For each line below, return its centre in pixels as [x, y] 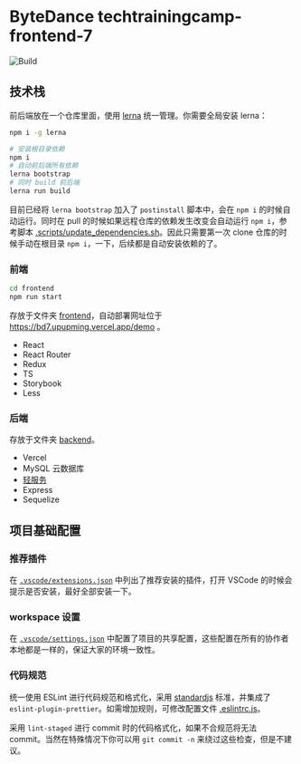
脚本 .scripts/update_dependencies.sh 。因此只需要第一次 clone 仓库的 [148, 232]
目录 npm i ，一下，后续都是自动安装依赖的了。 [135, 243]
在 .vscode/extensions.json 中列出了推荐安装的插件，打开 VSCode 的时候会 [151, 580]
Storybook [42, 383]
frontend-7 [51, 36]
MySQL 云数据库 [53, 469]
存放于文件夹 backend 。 [54, 440]
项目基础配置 [45, 531]
